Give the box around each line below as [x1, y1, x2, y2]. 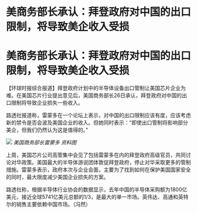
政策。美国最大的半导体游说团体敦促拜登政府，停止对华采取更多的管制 [21, 159, 191, 166]
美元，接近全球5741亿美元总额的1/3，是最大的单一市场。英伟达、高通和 [6, 194, 179, 201]
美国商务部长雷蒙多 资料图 [13, 139, 77, 146]
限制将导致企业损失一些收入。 [11, 99, 83, 106]
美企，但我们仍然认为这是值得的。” [6, 127, 89, 134]
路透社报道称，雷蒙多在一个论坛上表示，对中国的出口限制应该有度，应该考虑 [6, 112, 191, 119]
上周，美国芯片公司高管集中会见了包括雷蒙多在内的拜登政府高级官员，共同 [6, 151, 186, 159]
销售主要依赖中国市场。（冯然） [16, 201, 91, 208]
